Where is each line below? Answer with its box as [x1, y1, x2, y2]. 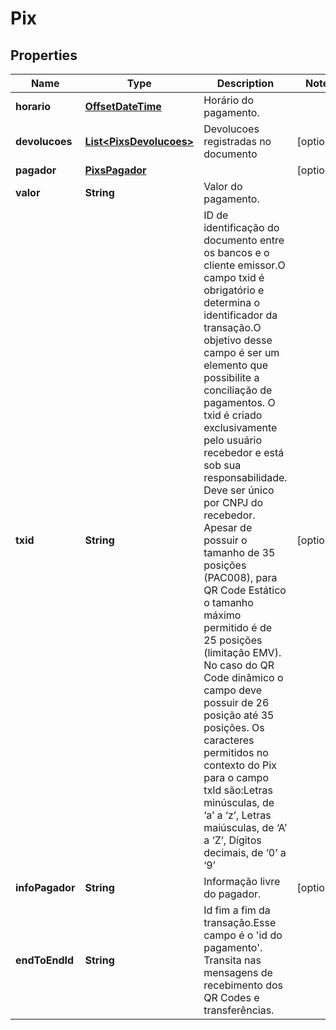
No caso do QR [203, 658, 275, 672]
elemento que [203, 358, 269, 372]
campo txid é [203, 271, 265, 284]
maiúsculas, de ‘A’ [203, 821, 288, 834]
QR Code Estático [203, 583, 287, 597]
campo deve [203, 683, 262, 697]
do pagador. [203, 887, 262, 901]
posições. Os [203, 721, 265, 734]
